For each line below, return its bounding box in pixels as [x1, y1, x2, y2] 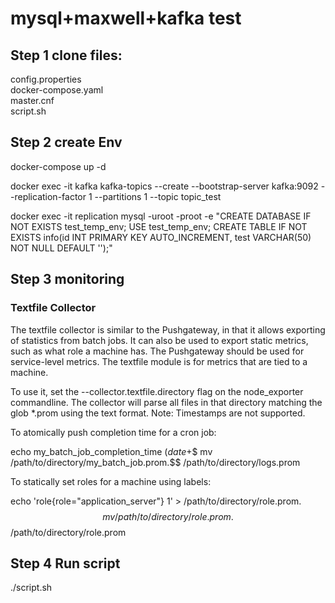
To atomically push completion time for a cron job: [10, 426, 217, 438]
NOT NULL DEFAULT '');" [10, 242, 113, 254]
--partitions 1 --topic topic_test [94, 190, 222, 202]
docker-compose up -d [10, 160, 107, 172]
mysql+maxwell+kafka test [10, 7, 242, 30]
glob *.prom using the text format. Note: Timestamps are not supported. [10, 407, 306, 419]
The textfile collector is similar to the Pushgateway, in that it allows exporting [10, 323, 326, 336]
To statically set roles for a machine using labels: [10, 475, 212, 487]
